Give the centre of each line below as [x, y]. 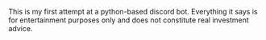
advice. [21, 28]
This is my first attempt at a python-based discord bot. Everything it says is [133, 12]
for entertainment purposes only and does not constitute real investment [129, 20]
